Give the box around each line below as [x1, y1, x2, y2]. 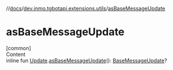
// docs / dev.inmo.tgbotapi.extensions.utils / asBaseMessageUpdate [6, 5, 165, 12]
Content [6, 51, 26, 58]
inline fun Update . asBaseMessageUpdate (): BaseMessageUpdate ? [6, 57, 167, 64]
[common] [6, 44, 31, 51]
